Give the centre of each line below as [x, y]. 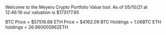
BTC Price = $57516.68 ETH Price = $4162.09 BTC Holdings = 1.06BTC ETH [83, 22]
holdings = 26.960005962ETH [37, 27]
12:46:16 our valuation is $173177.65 [42, 12]
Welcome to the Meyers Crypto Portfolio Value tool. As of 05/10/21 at [76, 7]
